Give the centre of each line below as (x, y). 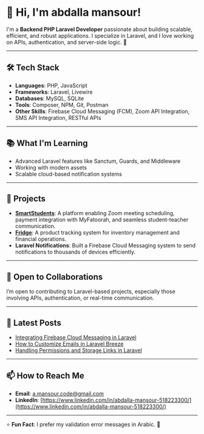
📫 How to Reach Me (45, 376)
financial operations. (41, 239)
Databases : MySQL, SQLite (49, 98)
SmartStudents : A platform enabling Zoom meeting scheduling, (95, 213)
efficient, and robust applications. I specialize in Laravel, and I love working (100, 35)
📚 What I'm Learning (47, 143)
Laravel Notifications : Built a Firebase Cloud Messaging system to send (105, 246)
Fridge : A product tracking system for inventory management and (97, 233)
